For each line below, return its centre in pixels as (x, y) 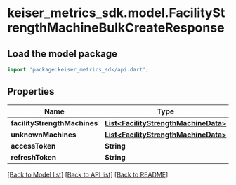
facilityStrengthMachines (54, 123)
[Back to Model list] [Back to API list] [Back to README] (88, 174)
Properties (31, 91)
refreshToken (34, 157)
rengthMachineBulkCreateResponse (116, 28)
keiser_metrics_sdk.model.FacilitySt (116, 13)
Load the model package (63, 54)
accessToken (33, 146)
